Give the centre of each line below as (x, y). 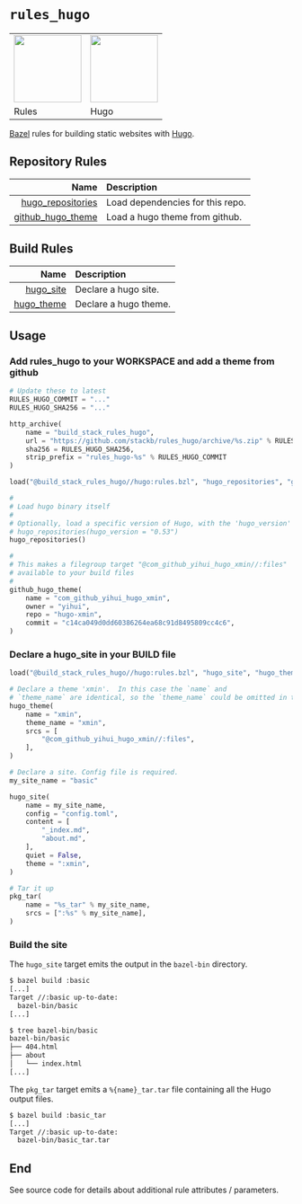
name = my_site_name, (66, 805)
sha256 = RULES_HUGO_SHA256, (80, 449)
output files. (31, 1099)
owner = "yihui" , (58, 606)
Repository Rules (58, 162)
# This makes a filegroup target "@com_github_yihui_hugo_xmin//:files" (148, 565)
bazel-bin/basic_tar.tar (64, 1140)
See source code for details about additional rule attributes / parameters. (144, 1190)
